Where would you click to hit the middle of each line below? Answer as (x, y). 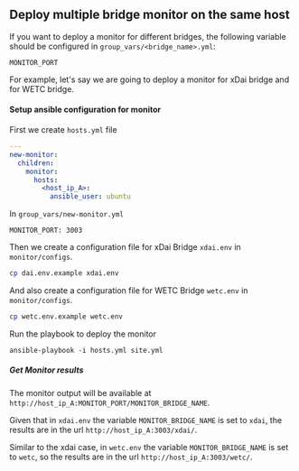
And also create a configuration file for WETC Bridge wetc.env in (129, 291)
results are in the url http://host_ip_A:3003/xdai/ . (103, 429)
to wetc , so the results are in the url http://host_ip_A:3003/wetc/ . (131, 457)
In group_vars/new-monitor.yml (67, 214)
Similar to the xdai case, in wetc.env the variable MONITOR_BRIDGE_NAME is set (149, 447)
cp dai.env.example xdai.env (64, 273)
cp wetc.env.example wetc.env (66, 317)
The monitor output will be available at (80, 392)
